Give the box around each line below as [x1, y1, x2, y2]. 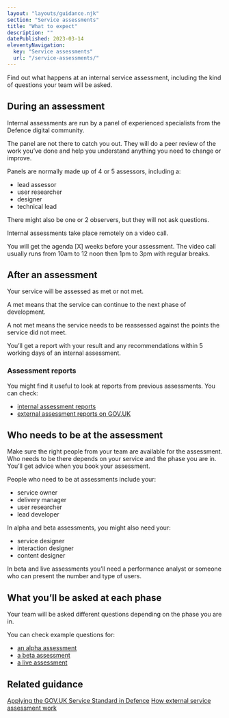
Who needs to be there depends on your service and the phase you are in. [7, 455, 217, 463]
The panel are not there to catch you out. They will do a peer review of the [7, 139, 217, 147]
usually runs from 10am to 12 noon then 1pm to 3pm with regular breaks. [7, 249, 211, 258]
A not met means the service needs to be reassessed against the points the [7, 321, 220, 330]
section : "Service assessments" [7, 16, 99, 23]
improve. [7, 153, 32, 162]
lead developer [16, 510, 59, 519]
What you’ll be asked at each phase [7, 592, 162, 604]
